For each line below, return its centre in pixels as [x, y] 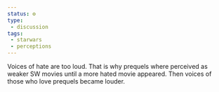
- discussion [29, 27]
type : [15, 20]
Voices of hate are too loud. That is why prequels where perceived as [108, 66]
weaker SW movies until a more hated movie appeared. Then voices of [109, 74]
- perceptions [31, 46]
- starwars [26, 40]
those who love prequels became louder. [66, 81]
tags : [15, 33]
